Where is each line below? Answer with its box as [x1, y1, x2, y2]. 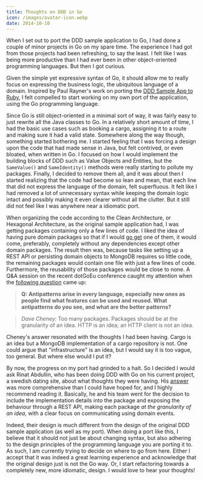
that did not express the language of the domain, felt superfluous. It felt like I [6, 183, 198, 190]
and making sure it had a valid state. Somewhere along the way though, [6, 131, 185, 139]
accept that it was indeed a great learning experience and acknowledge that [6, 454, 197, 461]
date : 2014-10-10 [6, 20, 50, 26]
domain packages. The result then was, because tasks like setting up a [6, 247, 184, 254]
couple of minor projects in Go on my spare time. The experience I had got [6, 43, 193, 50]
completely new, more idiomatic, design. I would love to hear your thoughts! [6, 467, 196, 474]
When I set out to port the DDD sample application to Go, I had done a [6, 37, 181, 44]
